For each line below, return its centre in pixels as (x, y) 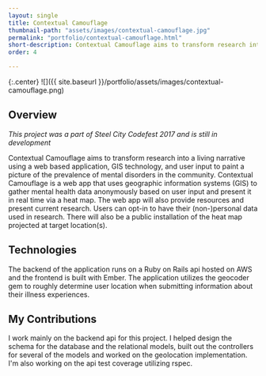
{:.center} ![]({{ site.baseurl (53, 82)
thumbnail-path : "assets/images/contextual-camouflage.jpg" (110, 30)
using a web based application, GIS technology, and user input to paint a (126, 166)
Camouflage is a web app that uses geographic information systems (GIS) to (133, 183)
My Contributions (53, 319)
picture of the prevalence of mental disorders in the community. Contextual (131, 174)
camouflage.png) (36, 90)
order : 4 (23, 52)
